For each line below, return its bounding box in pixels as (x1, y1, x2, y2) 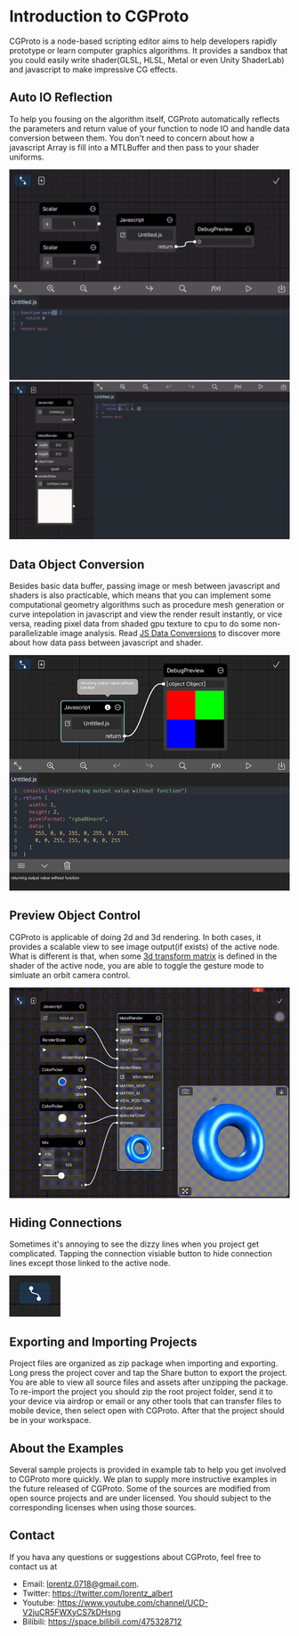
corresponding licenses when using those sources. (9, 1501, 197, 1512)
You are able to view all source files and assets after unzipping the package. (9, 1377, 288, 1387)
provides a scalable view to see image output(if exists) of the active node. (9, 941, 280, 952)
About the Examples (9, 1441, 125, 1456)
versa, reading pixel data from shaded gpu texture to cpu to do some (9, 618, 262, 629)
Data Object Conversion (9, 557, 145, 572)
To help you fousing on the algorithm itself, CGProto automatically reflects (9, 113, 280, 124)
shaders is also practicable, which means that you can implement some (9, 590, 271, 601)
